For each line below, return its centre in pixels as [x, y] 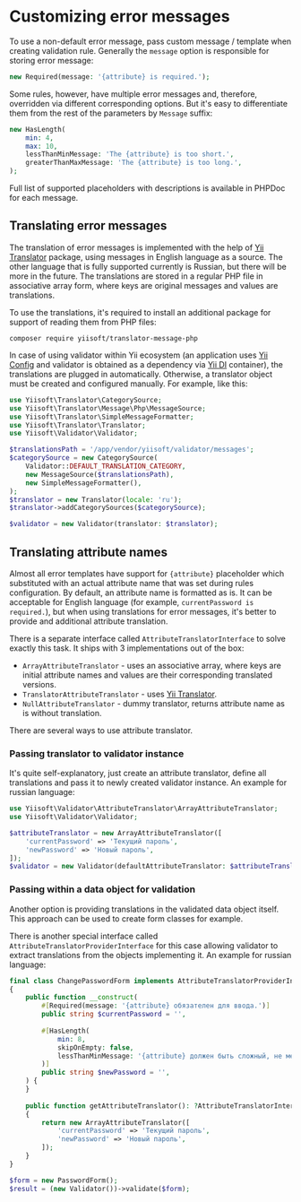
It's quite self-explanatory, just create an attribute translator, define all [138, 774]
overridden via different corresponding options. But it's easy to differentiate [149, 103]
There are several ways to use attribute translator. [101, 730]
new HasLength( [38, 129]
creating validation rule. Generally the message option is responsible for [139, 50]
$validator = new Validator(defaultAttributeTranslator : [118, 867]
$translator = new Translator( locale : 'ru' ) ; [95, 499]
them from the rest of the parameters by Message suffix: [111, 113]
